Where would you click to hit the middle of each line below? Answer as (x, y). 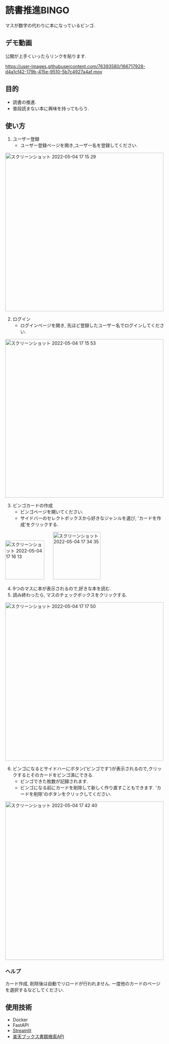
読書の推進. (24, 102)
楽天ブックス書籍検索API (38, 1037)
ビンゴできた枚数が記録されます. (54, 781)
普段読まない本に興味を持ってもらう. (51, 108)
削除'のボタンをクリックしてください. (72, 794)
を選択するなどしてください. (35, 990)
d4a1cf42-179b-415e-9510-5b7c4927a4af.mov (54, 72)
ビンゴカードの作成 (33, 506)
